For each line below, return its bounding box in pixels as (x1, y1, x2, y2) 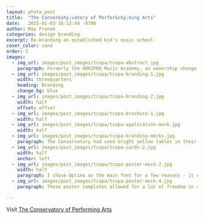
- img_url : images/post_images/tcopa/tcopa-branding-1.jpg (12, 71, 165, 77)
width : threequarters (17, 76, 72, 83)
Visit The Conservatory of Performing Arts (6, 206, 112, 213)
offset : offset (17, 104, 56, 111)
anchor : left (17, 155, 50, 161)
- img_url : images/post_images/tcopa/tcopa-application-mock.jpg (12, 122, 181, 128)
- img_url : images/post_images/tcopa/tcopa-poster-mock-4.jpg (12, 178, 172, 184)
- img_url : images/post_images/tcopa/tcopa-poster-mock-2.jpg (12, 161, 172, 167)
